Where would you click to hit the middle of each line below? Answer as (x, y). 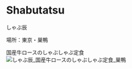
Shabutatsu (35, 10)
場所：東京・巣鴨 (27, 40)
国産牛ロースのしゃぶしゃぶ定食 (45, 52)
